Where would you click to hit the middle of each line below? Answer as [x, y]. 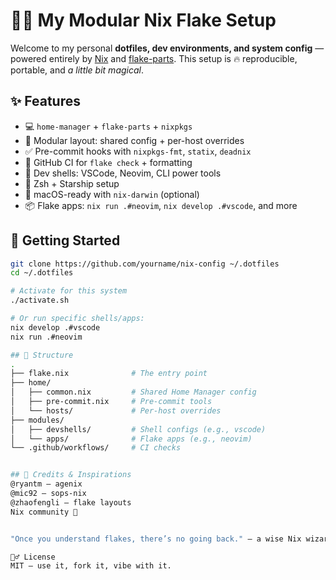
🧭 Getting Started [65, 240]
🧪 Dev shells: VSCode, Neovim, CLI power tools [123, 173]
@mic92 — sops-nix [48, 494]
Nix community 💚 [44, 512]
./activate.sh [40, 300]
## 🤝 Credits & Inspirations [71, 475]
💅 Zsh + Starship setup [72, 183]
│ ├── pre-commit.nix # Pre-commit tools [111, 402]
